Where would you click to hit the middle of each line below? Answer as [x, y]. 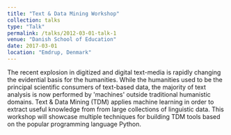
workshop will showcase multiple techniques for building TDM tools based [114, 116]
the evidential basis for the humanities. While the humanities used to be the [115, 79]
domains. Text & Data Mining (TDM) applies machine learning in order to [111, 102]
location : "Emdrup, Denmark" [49, 53]
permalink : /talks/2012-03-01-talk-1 [62, 33]
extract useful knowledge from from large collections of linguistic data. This [116, 109]
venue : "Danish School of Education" [62, 40]
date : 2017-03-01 [32, 46]
